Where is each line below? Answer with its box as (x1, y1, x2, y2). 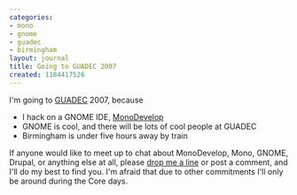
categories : (9, 12, 53, 22)
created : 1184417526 (9, 71, 86, 79)
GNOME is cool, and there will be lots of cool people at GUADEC (21, 121, 257, 131)
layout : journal (9, 54, 69, 63)
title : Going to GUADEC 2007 (9, 63, 117, 71)
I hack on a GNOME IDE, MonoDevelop (21, 111, 164, 122)
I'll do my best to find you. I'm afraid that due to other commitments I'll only (9, 166, 284, 176)
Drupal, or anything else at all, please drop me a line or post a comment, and (9, 156, 288, 168)
